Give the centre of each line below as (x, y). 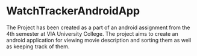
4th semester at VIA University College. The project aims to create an (92, 33)
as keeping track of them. (38, 46)
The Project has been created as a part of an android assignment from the (98, 27)
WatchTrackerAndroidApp (73, 11)
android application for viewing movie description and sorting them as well (99, 40)
